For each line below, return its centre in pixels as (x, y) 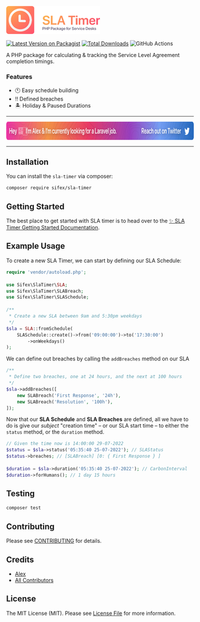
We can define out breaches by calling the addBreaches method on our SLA (98, 359)
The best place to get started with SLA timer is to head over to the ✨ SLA (96, 221)
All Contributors (34, 580)
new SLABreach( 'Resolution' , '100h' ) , (65, 402)
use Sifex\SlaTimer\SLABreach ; (45, 291)
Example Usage (36, 246)
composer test (24, 508)
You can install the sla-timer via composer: (60, 176)
